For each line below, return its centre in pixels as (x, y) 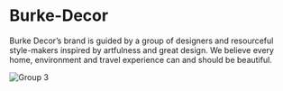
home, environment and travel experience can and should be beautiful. (141, 59)
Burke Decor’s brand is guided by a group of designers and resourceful (141, 41)
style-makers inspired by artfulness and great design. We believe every (142, 50)
